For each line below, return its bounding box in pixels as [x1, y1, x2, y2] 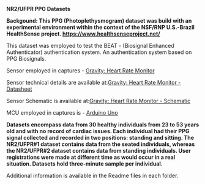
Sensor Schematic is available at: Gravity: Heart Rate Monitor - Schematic [6, 98, 191, 104]
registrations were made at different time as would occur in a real [6, 153, 176, 161]
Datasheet [6, 85, 32, 93]
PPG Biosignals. [6, 55, 47, 62]
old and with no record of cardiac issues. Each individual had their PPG [6, 128, 190, 134]
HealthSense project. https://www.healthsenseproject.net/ [6, 30, 160, 37]
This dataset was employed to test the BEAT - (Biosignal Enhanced [6, 42, 174, 49]
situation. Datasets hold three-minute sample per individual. [6, 160, 163, 167]
